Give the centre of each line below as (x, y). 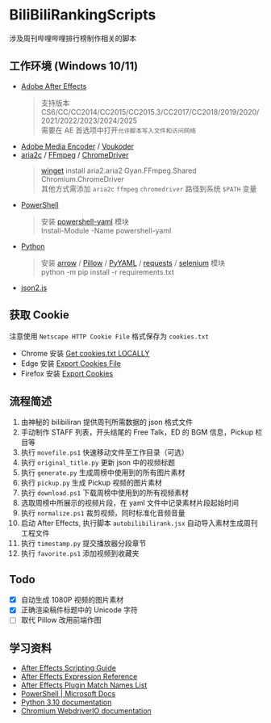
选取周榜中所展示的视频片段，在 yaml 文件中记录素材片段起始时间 (129, 503)
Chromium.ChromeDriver (82, 179)
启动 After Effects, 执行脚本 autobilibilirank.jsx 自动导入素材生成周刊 (139, 523)
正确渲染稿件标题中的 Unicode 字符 (79, 610)
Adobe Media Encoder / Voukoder (77, 146)
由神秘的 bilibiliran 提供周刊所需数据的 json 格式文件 (106, 422)
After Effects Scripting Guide (68, 668)
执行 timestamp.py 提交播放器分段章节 (83, 544)
